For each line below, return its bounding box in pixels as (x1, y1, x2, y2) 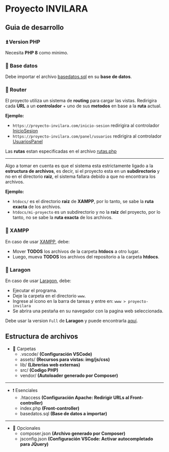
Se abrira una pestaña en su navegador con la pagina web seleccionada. (12, 308, 163, 314)
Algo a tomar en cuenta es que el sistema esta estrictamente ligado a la (5, 163, 153, 169)
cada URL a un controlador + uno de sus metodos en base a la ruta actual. (5, 103, 162, 109)
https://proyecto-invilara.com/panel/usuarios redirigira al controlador (12, 133, 162, 139)
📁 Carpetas (12, 346, 36, 352)
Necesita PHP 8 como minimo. (5, 49, 69, 55)
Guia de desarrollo (5, 23, 64, 32)
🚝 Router (5, 86, 27, 93)
